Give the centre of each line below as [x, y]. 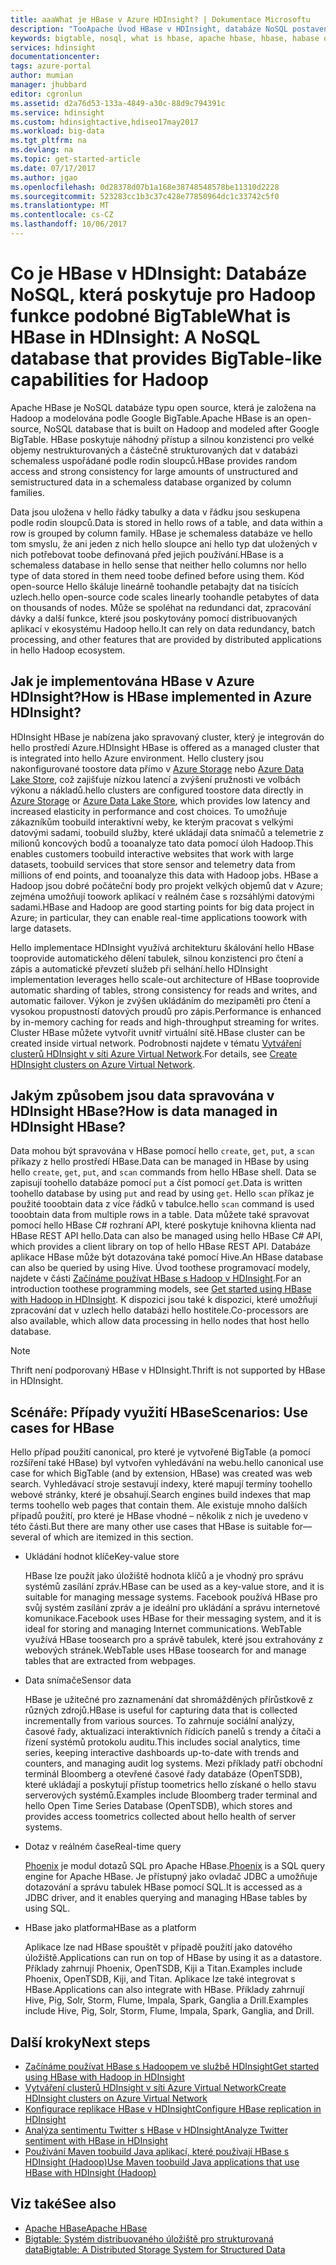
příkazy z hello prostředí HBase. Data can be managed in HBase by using [160, 1162]
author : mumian [42, 76]
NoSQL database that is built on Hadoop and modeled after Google [181, 428]
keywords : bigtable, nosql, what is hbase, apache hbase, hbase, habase [165, 38]
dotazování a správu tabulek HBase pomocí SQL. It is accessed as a [163, 1887]
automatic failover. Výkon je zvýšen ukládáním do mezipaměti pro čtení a [160, 1000]
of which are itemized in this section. [118, 1537]
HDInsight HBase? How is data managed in [144, 1111]
